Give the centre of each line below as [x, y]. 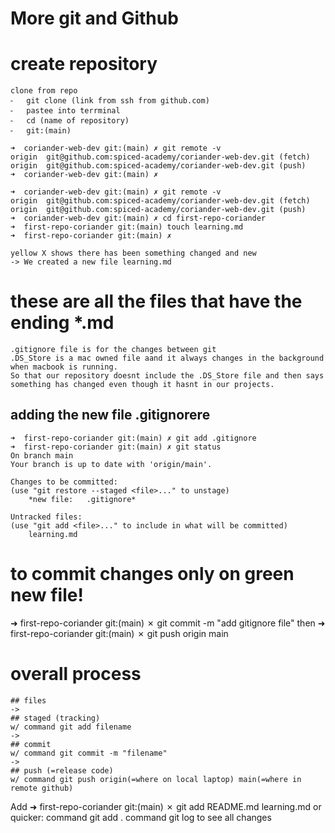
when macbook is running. [64, 367]
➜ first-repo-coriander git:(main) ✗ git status [116, 447]
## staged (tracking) [55, 718]
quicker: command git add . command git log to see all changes [141, 817]
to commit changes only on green [152, 574]
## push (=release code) [62, 770]
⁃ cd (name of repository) [70, 121]
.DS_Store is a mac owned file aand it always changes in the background [167, 358]
